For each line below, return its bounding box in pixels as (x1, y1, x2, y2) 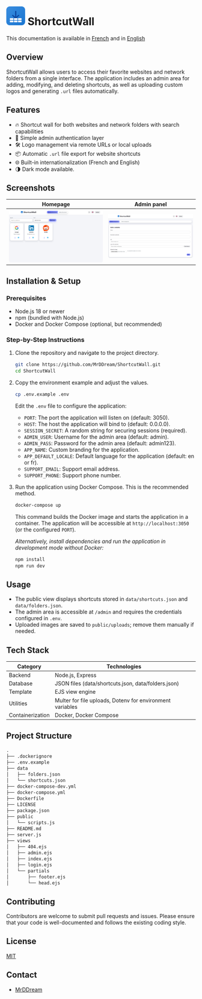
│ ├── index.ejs (6, 856, 52, 862)
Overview (6, 52, 44, 63)
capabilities (14, 127, 44, 135)
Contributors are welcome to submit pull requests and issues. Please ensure (6, 912, 195, 919)
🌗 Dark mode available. (14, 165, 75, 173)
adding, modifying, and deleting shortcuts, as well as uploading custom (6, 81, 183, 88)
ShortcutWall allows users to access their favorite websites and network (6, 68, 185, 75)
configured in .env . (14, 615, 62, 622)
